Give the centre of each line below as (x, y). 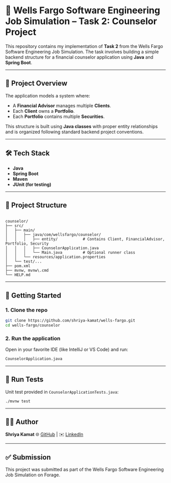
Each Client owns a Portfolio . (44, 111)
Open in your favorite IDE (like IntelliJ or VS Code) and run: (67, 350)
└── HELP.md (18, 275)
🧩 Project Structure (36, 205)
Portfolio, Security (27, 244)
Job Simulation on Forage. (33, 475)
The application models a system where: (48, 95)
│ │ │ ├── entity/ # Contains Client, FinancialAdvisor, (85, 239)
